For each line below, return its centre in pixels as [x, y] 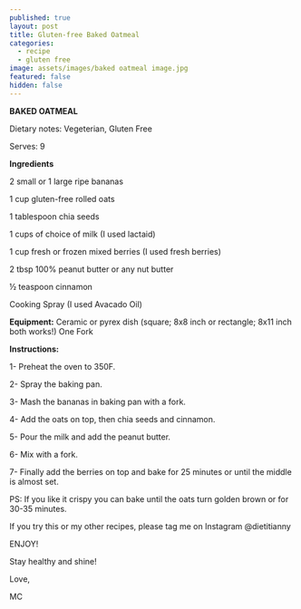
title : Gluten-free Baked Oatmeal [75, 34]
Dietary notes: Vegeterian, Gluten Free [81, 129]
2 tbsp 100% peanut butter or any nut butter [92, 269]
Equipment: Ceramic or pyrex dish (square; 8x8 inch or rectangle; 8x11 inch [150, 322]
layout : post [34, 26]
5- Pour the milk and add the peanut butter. [90, 437]
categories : [32, 43]
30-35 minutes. [38, 508]
